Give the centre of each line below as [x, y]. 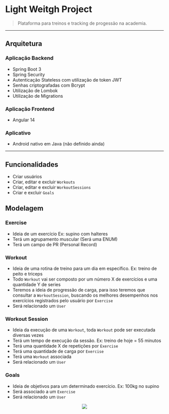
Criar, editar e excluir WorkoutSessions [52, 187]
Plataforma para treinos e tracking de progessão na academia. [82, 23]
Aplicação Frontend [30, 109]
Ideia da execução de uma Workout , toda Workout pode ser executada [84, 330]
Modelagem [24, 208]
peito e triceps [27, 274]
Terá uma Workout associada [42, 357]
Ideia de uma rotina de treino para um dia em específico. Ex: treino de [84, 268]
